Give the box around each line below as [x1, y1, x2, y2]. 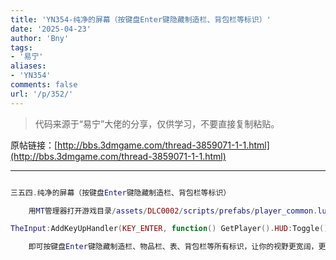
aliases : [10, 61, 47, 71]
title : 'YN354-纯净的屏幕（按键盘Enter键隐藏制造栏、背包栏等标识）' [10, 14, 272, 25]
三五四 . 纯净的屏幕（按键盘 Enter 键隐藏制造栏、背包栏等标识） [10, 187, 232, 198]
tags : [10, 42, 33, 53]
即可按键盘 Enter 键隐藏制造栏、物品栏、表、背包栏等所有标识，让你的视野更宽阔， [28, 242, 319, 252]
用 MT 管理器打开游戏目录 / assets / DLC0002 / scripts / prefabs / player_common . [28, 206, 318, 216]
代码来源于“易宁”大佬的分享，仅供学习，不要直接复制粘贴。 [34, 117, 280, 130]
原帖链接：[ [10, 139, 58, 151]
